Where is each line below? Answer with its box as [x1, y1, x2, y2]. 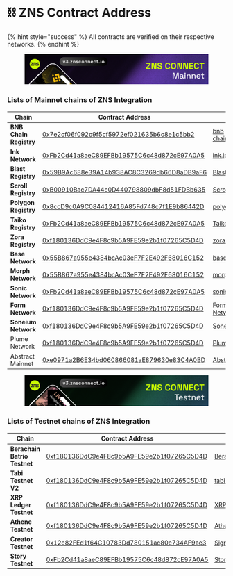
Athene [10, 518, 33, 526]
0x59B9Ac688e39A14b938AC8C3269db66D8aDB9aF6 [42, 168, 207, 176]
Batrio [10, 452, 28, 460]
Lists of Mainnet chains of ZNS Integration [7, 95, 153, 105]
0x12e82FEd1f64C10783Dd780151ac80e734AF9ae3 [46, 538, 207, 547]
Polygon [10, 199, 35, 207]
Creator [10, 535, 33, 543]
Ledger [10, 501, 31, 509]
